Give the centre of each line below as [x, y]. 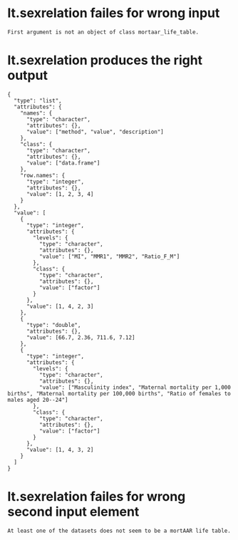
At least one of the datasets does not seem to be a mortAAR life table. [119, 531]
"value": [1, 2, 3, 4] [60, 194]
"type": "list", [38, 100]
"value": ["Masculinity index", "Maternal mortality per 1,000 [135, 387]
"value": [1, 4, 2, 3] [60, 306]
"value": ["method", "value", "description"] [95, 132]
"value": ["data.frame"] [63, 163]
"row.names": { [43, 175]
